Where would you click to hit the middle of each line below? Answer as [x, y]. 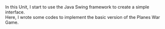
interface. [15, 12]
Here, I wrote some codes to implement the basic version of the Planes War [83, 17]
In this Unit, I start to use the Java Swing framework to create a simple [77, 7]
